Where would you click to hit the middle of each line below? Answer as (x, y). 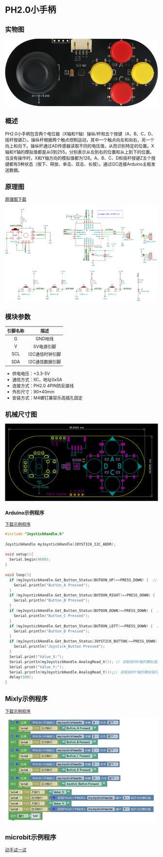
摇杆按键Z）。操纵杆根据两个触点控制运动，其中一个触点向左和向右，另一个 (80, 140)
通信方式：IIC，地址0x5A (37, 379)
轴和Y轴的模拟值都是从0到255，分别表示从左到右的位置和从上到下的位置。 (80, 152)
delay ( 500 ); (22, 677)
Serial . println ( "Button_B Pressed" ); (52, 600)
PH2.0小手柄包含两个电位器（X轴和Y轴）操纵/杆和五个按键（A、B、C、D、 (80, 133)
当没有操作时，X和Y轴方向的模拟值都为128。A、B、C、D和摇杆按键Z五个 (78, 158)
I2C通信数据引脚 (45, 362)
